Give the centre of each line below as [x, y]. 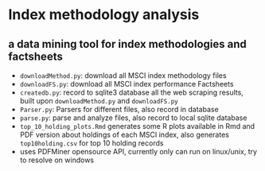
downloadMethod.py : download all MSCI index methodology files [123, 76]
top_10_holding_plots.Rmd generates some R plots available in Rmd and [137, 126]
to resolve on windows [57, 160]
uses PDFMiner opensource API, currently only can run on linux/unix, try [138, 152]
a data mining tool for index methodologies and [127, 44]
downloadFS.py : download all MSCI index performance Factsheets [127, 84]
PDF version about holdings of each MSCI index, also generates [124, 134]
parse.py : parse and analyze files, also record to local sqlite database [133, 118]
